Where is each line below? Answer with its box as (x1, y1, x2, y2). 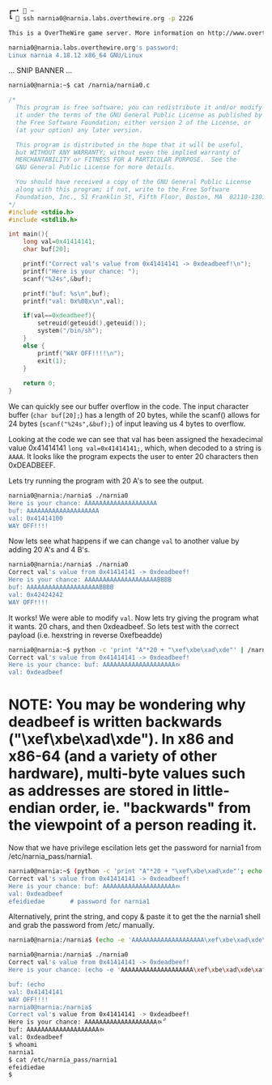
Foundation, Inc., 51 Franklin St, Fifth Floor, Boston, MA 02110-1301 (15, 193, 266, 201)
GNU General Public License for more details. (15, 164, 176, 172)
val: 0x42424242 (8, 590, 63, 598)
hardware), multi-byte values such (8, 764, 246, 783)
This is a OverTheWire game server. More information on (8, 28, 205, 37)
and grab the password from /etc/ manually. (8, 921, 155, 930)
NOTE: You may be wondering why (8, 696, 246, 714)
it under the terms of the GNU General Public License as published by (15, 111, 263, 119)
